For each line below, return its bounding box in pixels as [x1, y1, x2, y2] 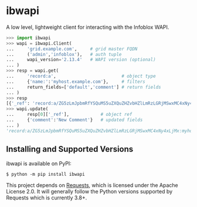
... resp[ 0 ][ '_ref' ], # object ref [6, 112, 133, 118]
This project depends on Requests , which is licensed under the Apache [6, 181, 178, 189]
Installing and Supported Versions [6, 144, 134, 154]
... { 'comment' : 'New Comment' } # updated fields [6, 117, 143, 123]
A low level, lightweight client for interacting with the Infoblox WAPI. [6, 24, 169, 31]
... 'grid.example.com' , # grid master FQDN [6, 46, 138, 52]
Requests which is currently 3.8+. [6, 194, 87, 201]
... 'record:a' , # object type [6, 74, 157, 79]
